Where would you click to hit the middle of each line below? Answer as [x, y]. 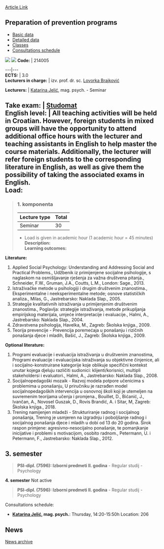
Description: [37, 243]
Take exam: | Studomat [41, 106]
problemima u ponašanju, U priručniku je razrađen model [70, 386]
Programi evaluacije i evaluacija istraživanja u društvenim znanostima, [83, 354]
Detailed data [26, 39]
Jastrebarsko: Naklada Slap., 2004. [48, 320]
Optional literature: [25, 345]
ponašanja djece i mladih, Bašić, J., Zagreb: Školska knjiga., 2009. [79, 335]
